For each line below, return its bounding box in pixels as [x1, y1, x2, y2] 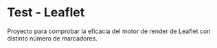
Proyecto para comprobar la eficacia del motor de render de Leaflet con [7, 27, 211, 35]
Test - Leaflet [7, 5, 85, 20]
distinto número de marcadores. [7, 34, 98, 42]
